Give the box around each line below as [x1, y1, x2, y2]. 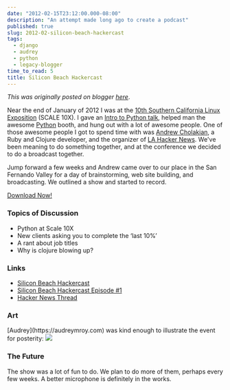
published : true [7, 23, 54, 30]
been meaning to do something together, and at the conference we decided [7, 142, 221, 151]
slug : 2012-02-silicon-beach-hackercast [7, 29, 125, 36]
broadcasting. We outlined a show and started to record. [7, 178, 167, 186]
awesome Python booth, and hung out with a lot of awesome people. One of [7, 121, 223, 129]
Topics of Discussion [7, 208, 79, 218]
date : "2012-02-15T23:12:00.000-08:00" [7, 10, 122, 17]
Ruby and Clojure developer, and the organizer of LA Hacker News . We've [7, 136, 216, 144]
